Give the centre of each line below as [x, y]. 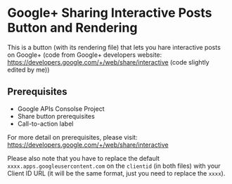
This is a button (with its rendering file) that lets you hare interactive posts [114, 47]
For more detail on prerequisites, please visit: [72, 137]
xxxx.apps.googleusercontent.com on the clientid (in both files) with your [114, 166]
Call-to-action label [45, 124]
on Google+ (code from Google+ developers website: [85, 55]
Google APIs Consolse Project [61, 109]
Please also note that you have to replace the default [84, 158]
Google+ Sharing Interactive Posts [110, 13]
